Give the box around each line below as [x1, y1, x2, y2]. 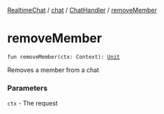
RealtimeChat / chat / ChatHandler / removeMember [7, 6, 157, 14]
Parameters [7, 83, 47, 93]
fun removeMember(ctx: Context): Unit [7, 53, 120, 60]
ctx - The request [7, 99, 58, 108]
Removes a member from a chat [7, 66, 100, 74]
